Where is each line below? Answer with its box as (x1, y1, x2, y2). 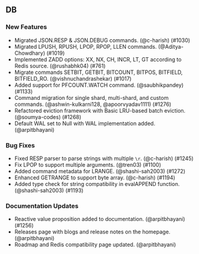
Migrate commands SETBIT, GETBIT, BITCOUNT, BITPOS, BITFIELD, (14, 69, 183, 76)
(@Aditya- (158, 43, 184, 50)
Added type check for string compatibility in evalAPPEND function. (14, 180, 180, 187)
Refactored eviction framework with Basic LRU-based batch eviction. (14, 107, 186, 114)
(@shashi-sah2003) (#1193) (14, 187, 84, 194)
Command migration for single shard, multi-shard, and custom (14, 94, 169, 101)
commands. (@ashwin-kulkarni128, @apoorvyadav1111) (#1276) (14, 101, 172, 108)
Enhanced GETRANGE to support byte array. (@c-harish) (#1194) (14, 174, 176, 181)
